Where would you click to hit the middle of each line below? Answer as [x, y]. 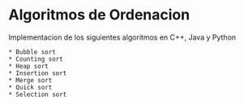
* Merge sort [30, 80]
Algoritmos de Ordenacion [99, 15]
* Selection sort [38, 94]
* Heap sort [28, 66]
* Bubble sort [32, 52]
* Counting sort [36, 59]
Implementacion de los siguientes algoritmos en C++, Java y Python [122, 37]
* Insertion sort [38, 73]
